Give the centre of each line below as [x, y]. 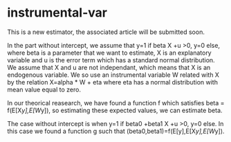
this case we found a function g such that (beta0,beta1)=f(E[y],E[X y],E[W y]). [116, 131]
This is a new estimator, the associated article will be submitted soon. [106, 32]
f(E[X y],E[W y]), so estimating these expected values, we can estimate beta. [115, 110]
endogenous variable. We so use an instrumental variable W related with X [113, 75]
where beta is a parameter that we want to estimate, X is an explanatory [110, 53]
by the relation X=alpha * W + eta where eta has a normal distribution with [112, 82]
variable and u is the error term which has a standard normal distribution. [111, 60]
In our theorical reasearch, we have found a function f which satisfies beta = [116, 103]
